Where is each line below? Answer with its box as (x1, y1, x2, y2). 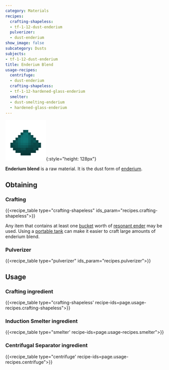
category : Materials (5, 8, 49, 13)
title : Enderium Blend (5, 62, 53, 67)
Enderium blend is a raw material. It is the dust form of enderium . (5, 166, 143, 172)
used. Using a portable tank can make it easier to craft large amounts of (5, 228, 156, 234)
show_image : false (5, 41, 44, 46)
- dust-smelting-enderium (10, 99, 65, 104)
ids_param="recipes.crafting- (96, 207, 158, 214)
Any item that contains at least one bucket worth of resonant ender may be (5, 223, 162, 229)
